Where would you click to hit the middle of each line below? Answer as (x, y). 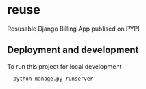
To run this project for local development (64, 66)
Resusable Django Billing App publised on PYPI (73, 29)
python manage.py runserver (53, 79)
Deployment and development (73, 50)
